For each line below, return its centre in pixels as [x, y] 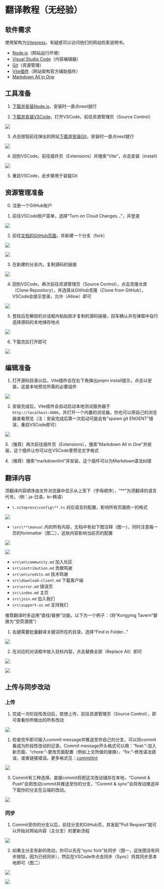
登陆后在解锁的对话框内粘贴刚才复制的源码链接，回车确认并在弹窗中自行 [85, 316]
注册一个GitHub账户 [32, 205]
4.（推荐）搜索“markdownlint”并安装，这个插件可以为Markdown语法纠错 [78, 461]
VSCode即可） [44, 425]
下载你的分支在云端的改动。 [40, 790]
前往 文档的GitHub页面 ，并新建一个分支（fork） [60, 235]
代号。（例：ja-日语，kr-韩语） [35, 497]
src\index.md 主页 [30, 593]
